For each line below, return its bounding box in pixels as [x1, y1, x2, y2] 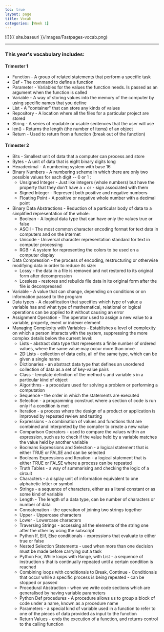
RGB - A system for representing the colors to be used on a [19, 247, 139, 252]
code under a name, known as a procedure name [19, 600, 119, 606]
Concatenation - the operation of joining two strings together [19, 507, 143, 513]
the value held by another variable [19, 439, 88, 445]
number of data [19, 501, 51, 507]
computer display [19, 252, 55, 258]
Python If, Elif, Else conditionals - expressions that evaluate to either [19, 533, 156, 539]
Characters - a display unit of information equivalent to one [19, 475, 139, 481]
